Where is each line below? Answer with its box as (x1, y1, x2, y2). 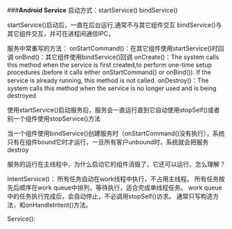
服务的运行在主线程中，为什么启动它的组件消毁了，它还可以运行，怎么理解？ (7, 160, 226, 168)
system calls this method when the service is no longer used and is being (7, 84, 217, 92)
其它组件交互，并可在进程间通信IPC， (7, 30, 114, 37)
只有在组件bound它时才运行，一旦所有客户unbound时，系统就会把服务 (7, 138, 209, 146)
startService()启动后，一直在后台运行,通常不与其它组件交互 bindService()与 (7, 21, 222, 29)
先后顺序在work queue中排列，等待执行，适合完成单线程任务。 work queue (7, 183, 223, 192)
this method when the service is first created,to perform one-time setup (7, 61, 213, 69)
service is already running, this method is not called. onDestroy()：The (7, 76, 209, 85)
